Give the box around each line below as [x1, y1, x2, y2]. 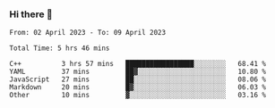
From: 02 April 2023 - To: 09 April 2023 [9, 29, 167, 37]
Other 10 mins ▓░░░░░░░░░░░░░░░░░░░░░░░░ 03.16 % [9, 91, 267, 100]
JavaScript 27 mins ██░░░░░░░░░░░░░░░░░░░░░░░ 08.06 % [9, 75, 267, 84]
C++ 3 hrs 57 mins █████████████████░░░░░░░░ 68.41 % [9, 60, 267, 69]
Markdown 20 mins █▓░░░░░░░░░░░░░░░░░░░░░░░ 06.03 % [9, 83, 267, 92]
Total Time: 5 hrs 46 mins [9, 44, 110, 53]
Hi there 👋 [9, 8, 54, 21]
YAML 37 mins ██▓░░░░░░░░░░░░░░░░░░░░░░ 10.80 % [9, 67, 267, 77]
